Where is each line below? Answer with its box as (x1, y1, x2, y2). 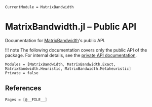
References (5, 84, 41, 93)
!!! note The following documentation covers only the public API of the (5, 47, 147, 53)
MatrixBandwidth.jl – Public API (5, 21, 137, 32)
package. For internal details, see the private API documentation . (5, 52, 137, 58)
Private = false (5, 70, 38, 75)
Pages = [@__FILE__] (5, 97, 48, 102)
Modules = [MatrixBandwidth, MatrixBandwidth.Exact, (5, 62, 116, 67)
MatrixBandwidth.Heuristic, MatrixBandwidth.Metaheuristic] (5, 66, 132, 71)
